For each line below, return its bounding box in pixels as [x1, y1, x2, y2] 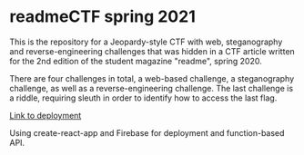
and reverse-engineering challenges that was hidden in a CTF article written [9, 45, 296, 56]
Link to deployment [9, 110, 82, 121]
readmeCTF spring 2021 [9, 6, 196, 27]
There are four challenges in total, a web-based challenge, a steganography [9, 73, 295, 83]
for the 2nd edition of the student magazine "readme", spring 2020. [9, 55, 262, 66]
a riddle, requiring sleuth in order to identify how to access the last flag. [9, 92, 278, 103]
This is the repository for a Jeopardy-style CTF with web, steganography [9, 36, 283, 47]
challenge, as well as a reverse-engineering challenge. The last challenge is [9, 82, 294, 93]
